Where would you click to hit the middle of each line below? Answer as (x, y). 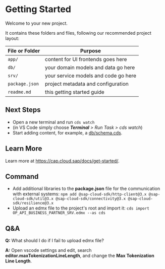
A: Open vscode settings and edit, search (48, 250)
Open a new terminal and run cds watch (53, 122)
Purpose (91, 50)
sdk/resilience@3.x (33, 203)
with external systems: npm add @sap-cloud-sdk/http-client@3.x (79, 194)
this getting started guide (74, 92)
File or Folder (24, 50)
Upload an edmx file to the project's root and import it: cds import (81, 208)
